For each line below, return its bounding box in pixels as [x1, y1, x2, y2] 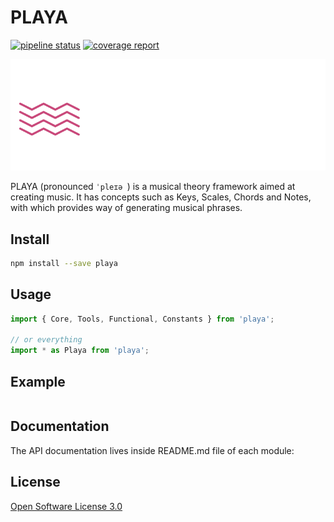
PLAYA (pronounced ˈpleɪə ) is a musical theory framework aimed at [10, 181, 296, 193]
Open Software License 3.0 [10, 500, 123, 512]
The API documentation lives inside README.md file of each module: [10, 444, 295, 456]
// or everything [10, 335, 83, 345]
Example [10, 373, 66, 390]
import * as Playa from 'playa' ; [10, 346, 150, 356]
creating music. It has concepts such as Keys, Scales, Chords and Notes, [10, 191, 312, 203]
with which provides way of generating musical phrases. [10, 202, 243, 214]
